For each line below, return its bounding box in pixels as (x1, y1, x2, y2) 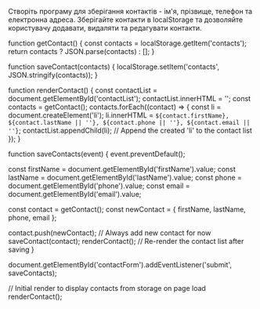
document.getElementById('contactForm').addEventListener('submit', (8, 260, 233, 269)
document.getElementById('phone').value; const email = (8, 181, 190, 191)
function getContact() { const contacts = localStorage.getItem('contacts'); (8, 38, 247, 48)
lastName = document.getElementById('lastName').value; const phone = (8, 173, 243, 182)
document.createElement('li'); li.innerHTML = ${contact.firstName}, (8, 111, 229, 120)
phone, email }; (8, 213, 57, 222)
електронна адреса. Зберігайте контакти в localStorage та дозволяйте (8, 15, 244, 24)
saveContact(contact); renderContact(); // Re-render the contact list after (8, 237, 244, 245)
